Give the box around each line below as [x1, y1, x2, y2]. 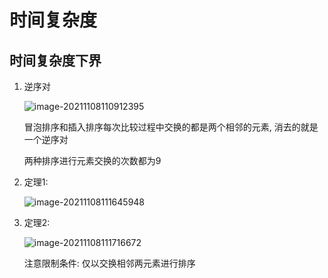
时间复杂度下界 [9, 52, 102, 69]
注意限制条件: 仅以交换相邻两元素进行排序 [23, 257, 196, 269]
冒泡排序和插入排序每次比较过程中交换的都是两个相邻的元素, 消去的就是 [23, 121, 319, 133]
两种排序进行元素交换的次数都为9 [23, 155, 162, 166]
